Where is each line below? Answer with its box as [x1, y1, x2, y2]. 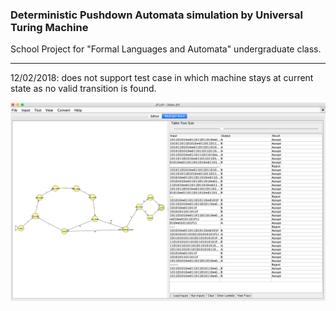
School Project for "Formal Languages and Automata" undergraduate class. [10, 43, 322, 55]
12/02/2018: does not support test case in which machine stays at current [10, 72, 314, 84]
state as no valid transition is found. [10, 83, 157, 95]
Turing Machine [10, 20, 89, 34]
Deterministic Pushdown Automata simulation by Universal [10, 8, 303, 22]
